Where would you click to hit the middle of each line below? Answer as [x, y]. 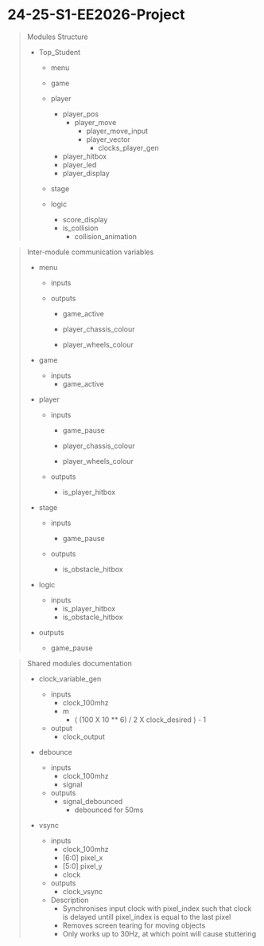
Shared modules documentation [80, 663]
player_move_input [117, 131]
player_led [80, 164]
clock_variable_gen [70, 678]
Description [70, 900]
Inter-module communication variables [90, 252]
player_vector [108, 139]
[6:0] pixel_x [83, 858]
